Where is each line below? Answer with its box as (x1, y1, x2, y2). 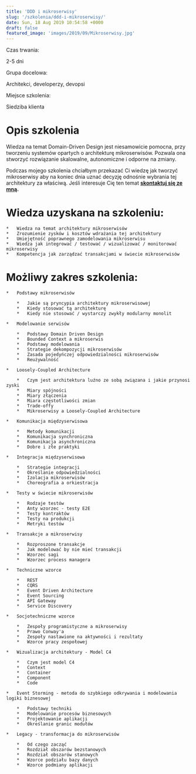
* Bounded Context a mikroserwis (16, 336, 104, 342)
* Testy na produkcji (16, 515, 75, 522)
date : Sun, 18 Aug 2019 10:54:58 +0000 (6, 19, 104, 25)
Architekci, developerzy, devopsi (6, 80, 85, 88)
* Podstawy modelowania (16, 341, 80, 347)
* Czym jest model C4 (16, 659, 75, 666)
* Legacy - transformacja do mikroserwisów (6, 731, 119, 737)
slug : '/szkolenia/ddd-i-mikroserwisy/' (6, 14, 107, 20)
